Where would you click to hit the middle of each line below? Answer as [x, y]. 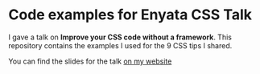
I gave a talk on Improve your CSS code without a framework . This [120, 37]
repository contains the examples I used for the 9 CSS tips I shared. [120, 45]
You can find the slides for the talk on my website [90, 61]
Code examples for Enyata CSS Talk [130, 15]
